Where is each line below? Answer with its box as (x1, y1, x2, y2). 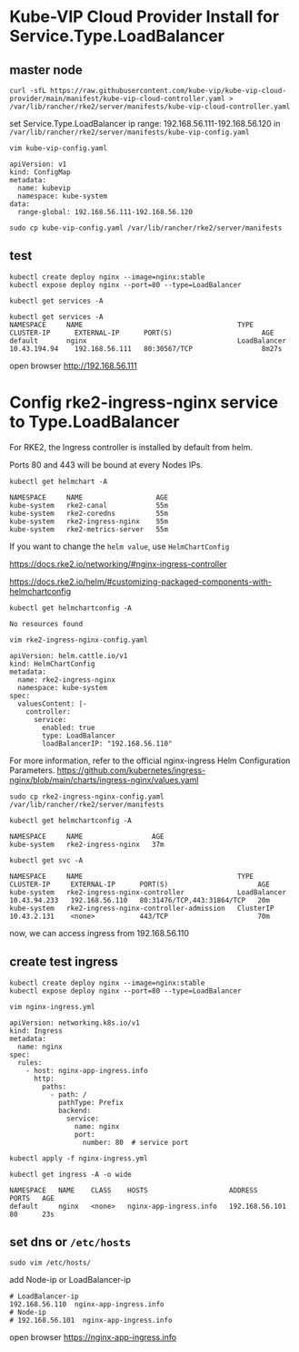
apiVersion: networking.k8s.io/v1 (9, 1018, 141, 1027)
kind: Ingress (9, 1026, 64, 1036)
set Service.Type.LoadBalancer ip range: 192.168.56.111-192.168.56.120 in (9, 119, 281, 129)
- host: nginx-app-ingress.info (25, 1066, 148, 1075)
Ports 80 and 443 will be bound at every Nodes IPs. (9, 459, 203, 470)
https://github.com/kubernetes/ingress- (56, 764, 206, 776)
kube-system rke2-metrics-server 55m (9, 524, 169, 534)
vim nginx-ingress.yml (9, 1002, 95, 1011)
